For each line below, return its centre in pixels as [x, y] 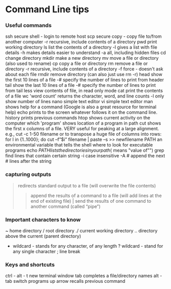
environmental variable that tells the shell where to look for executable [79, 145]
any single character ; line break [46, 252]
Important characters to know [43, 220]
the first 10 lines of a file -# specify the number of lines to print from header [85, 80]
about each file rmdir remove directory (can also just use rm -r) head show [84, 75]
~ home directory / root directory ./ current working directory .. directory [81, 231]
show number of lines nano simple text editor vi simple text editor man [79, 102]
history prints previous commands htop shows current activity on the [78, 118]
